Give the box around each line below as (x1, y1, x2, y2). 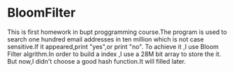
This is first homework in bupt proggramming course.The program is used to (7, 28, 227, 36)
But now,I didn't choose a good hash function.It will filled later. (7, 57, 187, 65)
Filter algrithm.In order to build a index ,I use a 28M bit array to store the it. (7, 50, 221, 58)
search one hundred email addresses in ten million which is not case (7, 35, 204, 43)
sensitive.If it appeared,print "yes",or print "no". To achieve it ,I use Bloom (7, 42, 219, 51)
